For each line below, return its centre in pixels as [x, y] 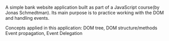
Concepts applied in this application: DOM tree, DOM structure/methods [81, 28]
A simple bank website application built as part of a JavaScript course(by [82, 7]
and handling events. [27, 18]
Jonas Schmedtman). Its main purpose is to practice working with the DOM [84, 13]
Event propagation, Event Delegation [44, 33]
